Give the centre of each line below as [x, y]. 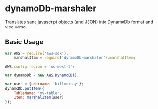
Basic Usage [24, 42]
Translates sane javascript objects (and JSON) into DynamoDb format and [79, 22]
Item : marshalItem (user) [39, 97]
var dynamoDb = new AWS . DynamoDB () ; [42, 75]
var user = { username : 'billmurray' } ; [44, 84]
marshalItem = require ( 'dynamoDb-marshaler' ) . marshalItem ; [75, 58]
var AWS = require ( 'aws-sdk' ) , [37, 53]
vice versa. [16, 27]
